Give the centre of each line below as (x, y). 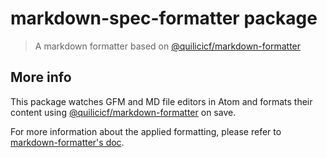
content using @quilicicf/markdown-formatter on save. (123, 112)
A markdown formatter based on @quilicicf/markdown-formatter (168, 46)
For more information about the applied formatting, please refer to (146, 131)
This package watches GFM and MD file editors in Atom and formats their (161, 101)
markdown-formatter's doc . (67, 142)
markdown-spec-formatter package (164, 18)
